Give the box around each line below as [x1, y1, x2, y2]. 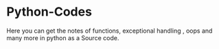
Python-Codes [6, 4, 92, 20]
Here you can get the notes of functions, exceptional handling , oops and [6, 27, 213, 35]
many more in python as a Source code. [6, 33, 119, 42]
